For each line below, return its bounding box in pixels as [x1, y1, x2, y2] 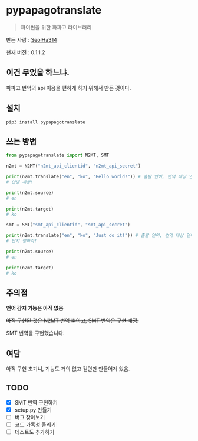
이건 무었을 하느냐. [6, 68, 70, 78]
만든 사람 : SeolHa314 [6, 36, 57, 43]
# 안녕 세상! [6, 179, 34, 185]
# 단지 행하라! [6, 238, 37, 244]
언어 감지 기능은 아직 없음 [6, 305, 64, 312]
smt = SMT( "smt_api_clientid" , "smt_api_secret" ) [6, 222, 131, 228]
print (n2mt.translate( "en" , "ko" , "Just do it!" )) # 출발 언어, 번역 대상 [6, 233, 184, 239]
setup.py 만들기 [14, 406, 52, 413]
